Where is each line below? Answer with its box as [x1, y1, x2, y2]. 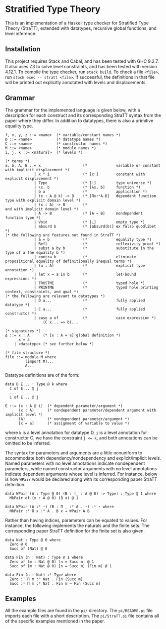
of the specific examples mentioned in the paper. [5, 618, 105, 624]
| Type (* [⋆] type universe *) [34, 180, 152, 185]
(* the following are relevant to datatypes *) [5, 294, 106, 299]
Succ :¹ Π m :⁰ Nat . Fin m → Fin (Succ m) [9, 581, 101, 586]
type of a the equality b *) [5, 250, 65, 255]
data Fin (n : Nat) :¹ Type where [5, 572, 77, 577]
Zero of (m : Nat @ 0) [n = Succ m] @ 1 [9, 559, 94, 564]
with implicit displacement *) [5, 167, 70, 172]
